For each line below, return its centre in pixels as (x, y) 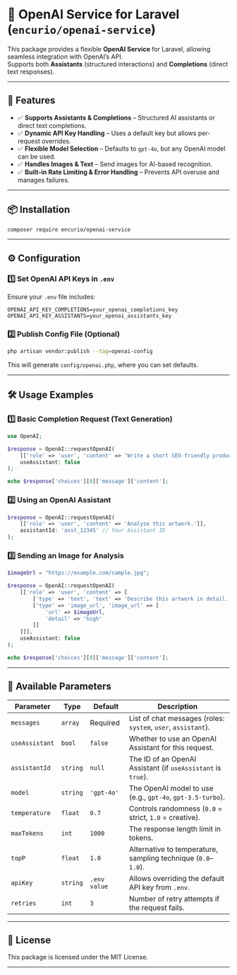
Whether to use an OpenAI (173, 739)
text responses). (31, 71)
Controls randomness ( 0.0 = (176, 808)
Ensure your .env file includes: (51, 297)
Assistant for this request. (171, 747)
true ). (139, 776)
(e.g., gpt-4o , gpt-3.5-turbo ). (177, 797)
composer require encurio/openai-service (69, 229)
